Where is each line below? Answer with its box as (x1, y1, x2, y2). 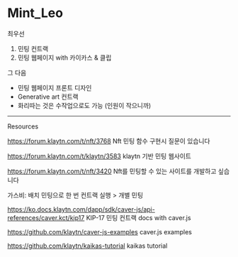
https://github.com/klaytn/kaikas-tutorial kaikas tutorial (7, 241, 168, 250)
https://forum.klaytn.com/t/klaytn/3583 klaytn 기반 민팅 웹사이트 (7, 151, 191, 160)
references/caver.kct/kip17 (7, 213, 85, 222)
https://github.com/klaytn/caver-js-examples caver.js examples (7, 227, 193, 236)
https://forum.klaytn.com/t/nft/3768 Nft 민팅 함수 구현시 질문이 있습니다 (7, 136, 210, 145)
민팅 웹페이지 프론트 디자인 (17, 83, 92, 92)
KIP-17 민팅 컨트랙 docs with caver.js (86, 213, 191, 222)
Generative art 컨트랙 (17, 92, 79, 101)
